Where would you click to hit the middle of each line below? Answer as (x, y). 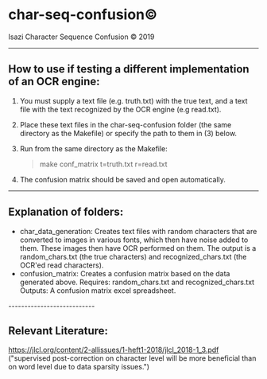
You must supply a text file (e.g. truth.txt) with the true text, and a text (133, 100)
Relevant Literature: (58, 331)
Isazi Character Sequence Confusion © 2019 (81, 37)
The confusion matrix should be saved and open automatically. (123, 179)
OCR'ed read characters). (62, 265)
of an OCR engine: (54, 82)
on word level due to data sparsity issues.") (79, 367)
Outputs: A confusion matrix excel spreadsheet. (98, 290)
